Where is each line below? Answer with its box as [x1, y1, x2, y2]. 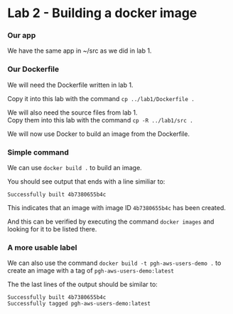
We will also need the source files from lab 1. [7, 108, 138, 117]
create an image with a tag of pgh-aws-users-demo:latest [7, 266, 174, 275]
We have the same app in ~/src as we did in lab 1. [7, 46, 152, 55]
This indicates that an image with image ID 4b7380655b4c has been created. [7, 204, 226, 212]
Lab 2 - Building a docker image [7, 5, 197, 21]
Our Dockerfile [7, 64, 59, 74]
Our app [7, 31, 36, 41]
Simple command [7, 147, 69, 157]
